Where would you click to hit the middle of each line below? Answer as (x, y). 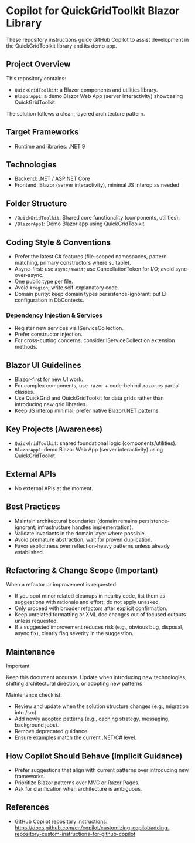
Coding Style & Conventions (59, 242)
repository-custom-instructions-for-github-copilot (75, 834)
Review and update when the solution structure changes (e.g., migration (102, 706)
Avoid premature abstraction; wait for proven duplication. (83, 539)
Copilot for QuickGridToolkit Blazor (93, 11)
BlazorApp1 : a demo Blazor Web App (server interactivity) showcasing (99, 96)
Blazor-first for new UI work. (49, 379)
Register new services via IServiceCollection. (69, 328)
